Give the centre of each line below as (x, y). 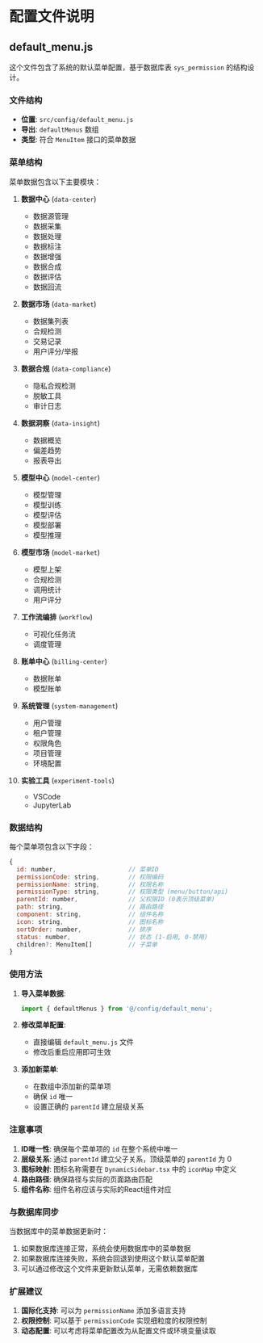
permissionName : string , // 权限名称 (90, 884)
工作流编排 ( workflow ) (57, 617)
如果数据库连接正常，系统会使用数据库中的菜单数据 (106, 1249)
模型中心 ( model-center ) (60, 477)
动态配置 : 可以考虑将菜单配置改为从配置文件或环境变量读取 (118, 1331)
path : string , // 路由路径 (90, 907)
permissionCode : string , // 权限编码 (90, 877)
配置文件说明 (52, 17)
